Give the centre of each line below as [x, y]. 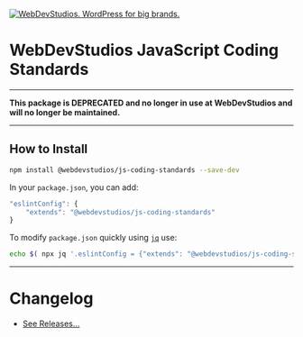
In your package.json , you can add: [74, 187]
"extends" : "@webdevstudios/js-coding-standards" [121, 212]
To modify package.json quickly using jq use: [93, 238]
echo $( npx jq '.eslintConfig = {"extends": [96, 254]
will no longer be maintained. [65, 112]
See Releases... [51, 323]
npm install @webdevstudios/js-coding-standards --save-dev [125, 170]
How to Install [49, 149]
